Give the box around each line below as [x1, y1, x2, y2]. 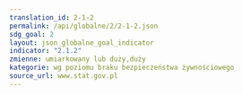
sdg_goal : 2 [9, 30, 54, 38]
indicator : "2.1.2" [9, 47, 82, 56]
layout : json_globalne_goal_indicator [9, 38, 154, 47]
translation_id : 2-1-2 [9, 13, 94, 22]
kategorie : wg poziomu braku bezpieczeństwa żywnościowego [9, 64, 235, 73]
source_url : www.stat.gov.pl [9, 72, 118, 81]
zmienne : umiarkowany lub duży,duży [9, 55, 146, 64]
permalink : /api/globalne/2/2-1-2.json [9, 21, 159, 30]
